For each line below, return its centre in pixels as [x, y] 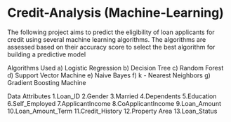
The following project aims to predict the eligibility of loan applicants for [111, 32]
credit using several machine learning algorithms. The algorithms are [107, 39]
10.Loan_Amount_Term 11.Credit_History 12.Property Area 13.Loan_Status [112, 111]
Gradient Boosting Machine [47, 82]
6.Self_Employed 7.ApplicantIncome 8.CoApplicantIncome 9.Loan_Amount [114, 103]
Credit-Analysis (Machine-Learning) [116, 13]
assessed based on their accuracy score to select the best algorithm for [111, 47]
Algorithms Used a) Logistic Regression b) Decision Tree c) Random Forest [115, 68]
